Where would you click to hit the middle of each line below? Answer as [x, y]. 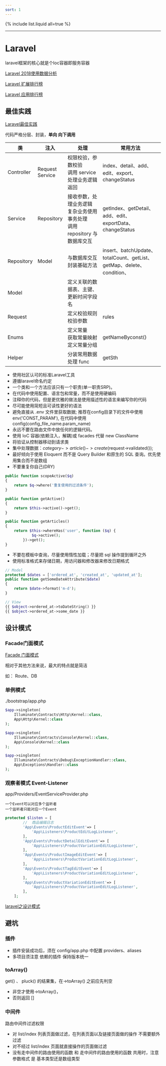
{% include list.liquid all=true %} [38, 24]
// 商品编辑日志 [39, 823]
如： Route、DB [21, 676]
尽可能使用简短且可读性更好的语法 [47, 406]
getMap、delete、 [124, 265]
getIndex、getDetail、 [128, 208]
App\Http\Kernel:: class [39, 719]
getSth [110, 358]
